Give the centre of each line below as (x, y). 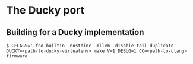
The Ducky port (45, 10)
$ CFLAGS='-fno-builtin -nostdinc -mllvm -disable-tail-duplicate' (91, 46)
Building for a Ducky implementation (75, 32)
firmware (17, 56)
